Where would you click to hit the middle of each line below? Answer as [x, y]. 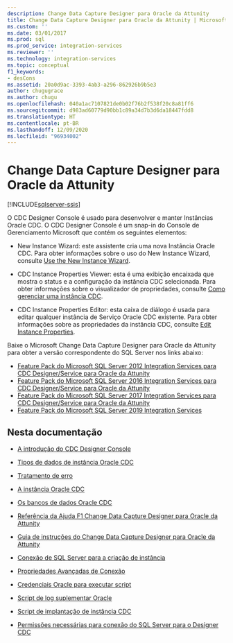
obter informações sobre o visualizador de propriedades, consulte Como [121, 289]
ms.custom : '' [28, 26]
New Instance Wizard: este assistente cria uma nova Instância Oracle [116, 246]
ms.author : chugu [32, 98]
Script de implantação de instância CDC [74, 611]
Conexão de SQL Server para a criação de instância [91, 558]
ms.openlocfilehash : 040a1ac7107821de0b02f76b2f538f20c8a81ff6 [101, 104]
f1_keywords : [26, 71]
